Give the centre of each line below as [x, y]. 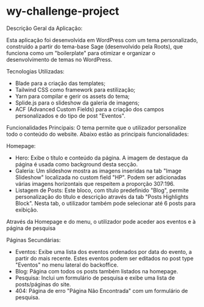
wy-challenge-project [63, 11]
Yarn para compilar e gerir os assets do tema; [72, 96]
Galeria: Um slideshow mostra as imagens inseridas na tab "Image [98, 171]
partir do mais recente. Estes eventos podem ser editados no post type [104, 258]
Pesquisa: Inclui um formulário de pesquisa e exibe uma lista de [95, 278]
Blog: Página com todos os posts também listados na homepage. [97, 271]
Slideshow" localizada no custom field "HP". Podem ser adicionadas [101, 177]
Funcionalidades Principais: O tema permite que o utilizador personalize [97, 127]
